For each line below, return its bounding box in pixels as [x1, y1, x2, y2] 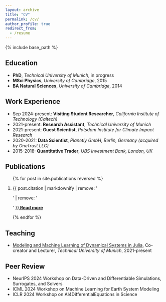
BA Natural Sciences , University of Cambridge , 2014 [12, 83, 122, 89]
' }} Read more [12, 205, 44, 211]
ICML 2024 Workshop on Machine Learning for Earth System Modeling [12, 286, 159, 292]
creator [12, 247, 28, 253]
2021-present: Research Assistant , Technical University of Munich [12, 121, 151, 127]
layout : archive [5, 7, 39, 13]
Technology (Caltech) [12, 116, 58, 122]
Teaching [5, 229, 35, 237]
